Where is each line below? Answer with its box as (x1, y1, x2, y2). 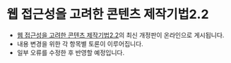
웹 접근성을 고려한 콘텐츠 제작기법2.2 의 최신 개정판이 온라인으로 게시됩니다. (16, 31, 225, 39)
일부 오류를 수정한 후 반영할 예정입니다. (16, 48, 125, 57)
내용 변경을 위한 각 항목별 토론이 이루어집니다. (16, 39, 144, 48)
